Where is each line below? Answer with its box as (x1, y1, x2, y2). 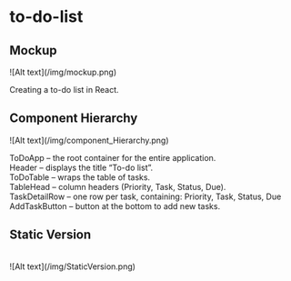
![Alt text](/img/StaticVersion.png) (9, 261, 136, 272)
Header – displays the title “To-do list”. (9, 162, 154, 173)
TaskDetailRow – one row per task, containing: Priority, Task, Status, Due (9, 191, 282, 202)
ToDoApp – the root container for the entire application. (9, 152, 216, 163)
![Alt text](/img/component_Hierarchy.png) (9, 135, 170, 146)
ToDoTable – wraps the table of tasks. (9, 171, 151, 183)
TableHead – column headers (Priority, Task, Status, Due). (9, 181, 226, 192)
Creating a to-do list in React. (9, 85, 120, 95)
